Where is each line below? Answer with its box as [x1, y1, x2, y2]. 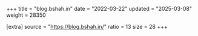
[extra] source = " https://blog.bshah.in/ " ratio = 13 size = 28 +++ [6, 23, 168, 30]
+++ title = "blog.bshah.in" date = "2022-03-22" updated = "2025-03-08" [6, 5, 193, 12]
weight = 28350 [6, 11, 47, 19]
